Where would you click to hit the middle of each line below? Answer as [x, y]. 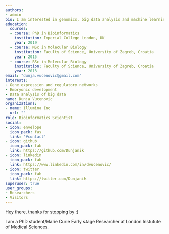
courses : [19, 29]
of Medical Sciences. [27, 227]
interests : [17, 80]
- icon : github [21, 141]
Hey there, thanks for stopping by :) [42, 212]
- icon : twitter [22, 169]
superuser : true [22, 184]
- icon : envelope [23, 127]
